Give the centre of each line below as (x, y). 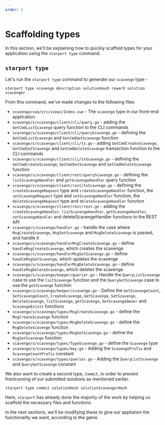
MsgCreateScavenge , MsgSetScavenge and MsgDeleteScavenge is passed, (83, 233)
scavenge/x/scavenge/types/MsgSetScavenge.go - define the (73, 333)
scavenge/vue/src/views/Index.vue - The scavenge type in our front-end (85, 111)
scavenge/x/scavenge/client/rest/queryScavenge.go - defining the (80, 175)
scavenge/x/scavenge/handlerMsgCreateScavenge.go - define (73, 243)
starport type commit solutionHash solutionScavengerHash (66, 388)
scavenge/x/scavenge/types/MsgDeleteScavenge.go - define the (76, 322)
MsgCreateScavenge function (40, 317)
